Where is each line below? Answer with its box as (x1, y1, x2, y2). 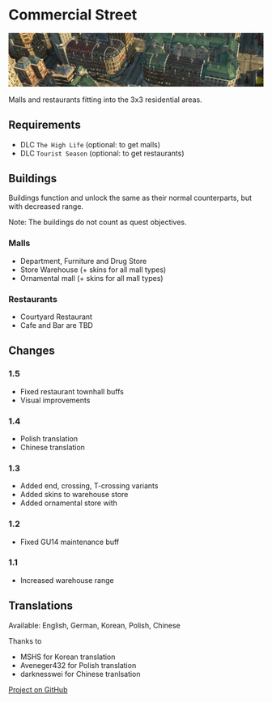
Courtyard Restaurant (19, 312, 93, 321)
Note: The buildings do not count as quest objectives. (8, 217, 188, 228)
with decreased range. (8, 202, 83, 211)
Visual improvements (19, 395, 91, 405)
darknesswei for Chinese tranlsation (19, 669, 141, 679)
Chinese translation (19, 442, 85, 452)
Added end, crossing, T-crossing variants (19, 481, 159, 491)
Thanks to (8, 636, 42, 645)
